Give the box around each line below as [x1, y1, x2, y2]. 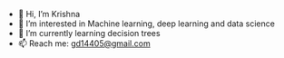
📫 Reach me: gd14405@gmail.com [17, 38, 152, 49]
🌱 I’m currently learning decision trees [17, 28, 161, 38]
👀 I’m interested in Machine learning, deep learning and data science [17, 18, 275, 29]
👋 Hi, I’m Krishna [17, 9, 81, 19]
